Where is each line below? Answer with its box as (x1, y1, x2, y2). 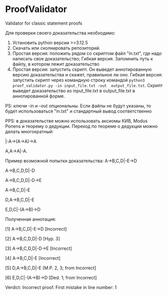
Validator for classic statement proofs (5, 20, 82, 26)
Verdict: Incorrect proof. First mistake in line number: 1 (5, 284, 117, 290)
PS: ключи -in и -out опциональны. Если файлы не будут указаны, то (5, 103, 151, 109)
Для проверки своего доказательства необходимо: (5, 30, 116, 36)
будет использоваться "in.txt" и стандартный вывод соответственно (5, 108, 152, 114)
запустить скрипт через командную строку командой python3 (12, 77, 145, 83)
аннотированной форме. (12, 93, 65, 99)
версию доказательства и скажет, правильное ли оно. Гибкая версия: (12, 71, 163, 77)
